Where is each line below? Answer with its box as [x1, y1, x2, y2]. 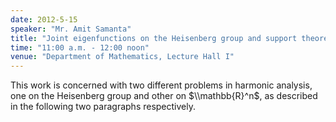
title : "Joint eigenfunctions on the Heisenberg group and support [10, 33, 298, 43]
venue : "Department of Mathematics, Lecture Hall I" [10, 52, 235, 62]
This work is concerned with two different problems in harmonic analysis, [10, 79, 313, 91]
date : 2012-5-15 [10, 14, 78, 25]
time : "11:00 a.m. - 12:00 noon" [10, 42, 150, 53]
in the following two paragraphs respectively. [10, 101, 197, 113]
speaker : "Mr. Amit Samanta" [10, 24, 132, 34]
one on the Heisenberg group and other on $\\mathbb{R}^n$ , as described [10, 90, 318, 102]
